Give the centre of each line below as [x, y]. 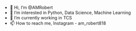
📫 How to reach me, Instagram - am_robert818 [58, 23]
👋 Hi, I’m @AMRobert [31, 8]
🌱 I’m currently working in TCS [41, 18]
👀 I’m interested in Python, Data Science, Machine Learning [70, 13]
